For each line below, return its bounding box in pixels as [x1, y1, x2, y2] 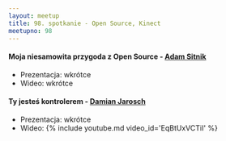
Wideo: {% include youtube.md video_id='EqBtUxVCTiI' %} [19, 122, 219, 133]
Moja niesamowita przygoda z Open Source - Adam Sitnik [8, 52, 207, 61]
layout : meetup [8, 11, 60, 20]
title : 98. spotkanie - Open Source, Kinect [8, 19, 161, 27]
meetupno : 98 [8, 27, 53, 35]
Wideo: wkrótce [19, 78, 74, 88]
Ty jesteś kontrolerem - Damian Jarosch [8, 97, 146, 106]
